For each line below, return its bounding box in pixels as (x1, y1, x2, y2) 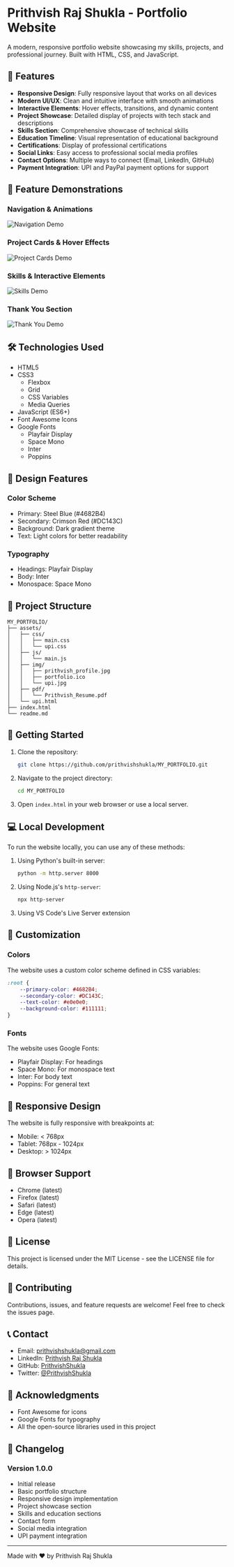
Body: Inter (17, 573, 49, 581)
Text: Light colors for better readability (17, 531, 128, 540)
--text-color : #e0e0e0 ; (19, 999, 89, 1006)
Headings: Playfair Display (17, 565, 93, 573)
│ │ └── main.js (7, 655, 68, 662)
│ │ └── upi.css (7, 642, 68, 650)
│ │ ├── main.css (7, 637, 70, 644)
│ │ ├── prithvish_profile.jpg (7, 667, 111, 675)
